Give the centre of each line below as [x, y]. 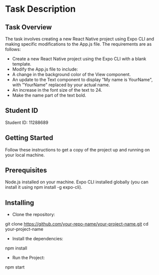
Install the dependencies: [38, 239]
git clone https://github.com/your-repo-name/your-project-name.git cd [77, 224]
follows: [13, 49]
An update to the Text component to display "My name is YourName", [82, 80]
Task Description [40, 9]
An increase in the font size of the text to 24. [57, 90]
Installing [20, 203]
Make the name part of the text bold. [49, 95]
